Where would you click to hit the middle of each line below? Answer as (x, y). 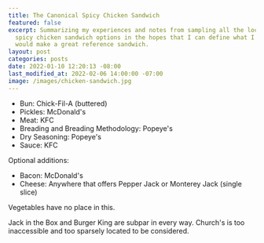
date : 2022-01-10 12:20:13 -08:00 (65, 67)
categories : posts (38, 60)
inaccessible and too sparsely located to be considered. (99, 230)
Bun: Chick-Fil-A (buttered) (63, 103)
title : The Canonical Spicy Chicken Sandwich (84, 15)
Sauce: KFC (38, 145)
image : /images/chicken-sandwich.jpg (70, 81)
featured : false (35, 23)
